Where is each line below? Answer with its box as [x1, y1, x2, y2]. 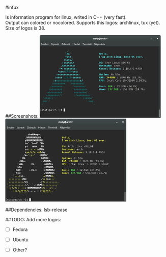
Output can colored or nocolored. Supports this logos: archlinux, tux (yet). [5, 20, 160, 25]
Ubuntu [12, 237, 29, 243]
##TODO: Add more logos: [5, 216, 61, 222]
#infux [5, 5, 19, 10]
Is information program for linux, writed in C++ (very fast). [5, 14, 127, 20]
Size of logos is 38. [5, 25, 46, 31]
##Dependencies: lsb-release [5, 207, 68, 213]
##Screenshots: [5, 113, 39, 119]
